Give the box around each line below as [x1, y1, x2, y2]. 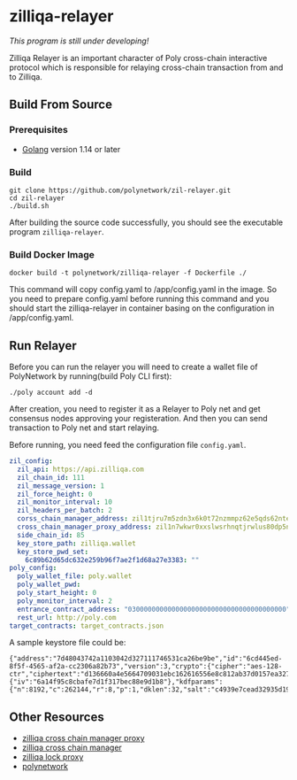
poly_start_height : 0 [17, 589, 97, 598]
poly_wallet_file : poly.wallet [17, 572, 133, 581]
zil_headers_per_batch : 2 [17, 506, 113, 515]
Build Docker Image [9, 248, 95, 260]
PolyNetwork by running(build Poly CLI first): [9, 371, 172, 382]
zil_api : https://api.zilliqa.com [17, 465, 144, 474]
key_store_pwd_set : [17, 547, 89, 556]
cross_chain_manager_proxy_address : [17, 522, 152, 532]
